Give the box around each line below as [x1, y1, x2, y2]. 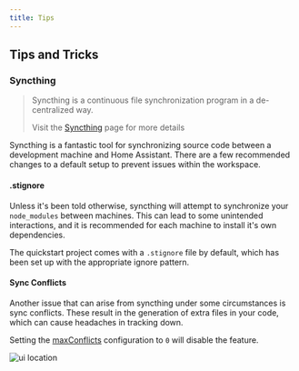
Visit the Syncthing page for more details [31, 122, 185, 133]
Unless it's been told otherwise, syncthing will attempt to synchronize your [9, 200, 289, 211]
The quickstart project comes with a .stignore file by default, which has [9, 246, 280, 257]
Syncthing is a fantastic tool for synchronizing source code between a [9, 140, 272, 151]
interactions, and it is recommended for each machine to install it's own [9, 219, 277, 230]
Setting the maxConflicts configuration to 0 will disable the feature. [9, 334, 259, 346]
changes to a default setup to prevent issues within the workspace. [9, 159, 261, 170]
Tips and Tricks [9, 47, 99, 63]
